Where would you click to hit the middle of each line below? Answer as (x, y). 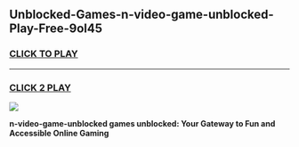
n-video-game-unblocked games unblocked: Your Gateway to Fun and (142, 123)
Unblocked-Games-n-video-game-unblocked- (141, 15)
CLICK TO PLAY (44, 54)
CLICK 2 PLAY (40, 87)
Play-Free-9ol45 (56, 29)
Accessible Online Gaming (59, 133)
